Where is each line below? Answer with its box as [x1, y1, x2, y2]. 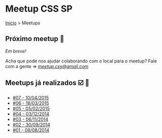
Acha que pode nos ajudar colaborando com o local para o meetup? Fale [5, 58, 157, 64]
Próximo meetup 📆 [5, 34, 64, 43]
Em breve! [5, 48, 26, 54]
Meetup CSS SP [5, 3, 72, 15]
